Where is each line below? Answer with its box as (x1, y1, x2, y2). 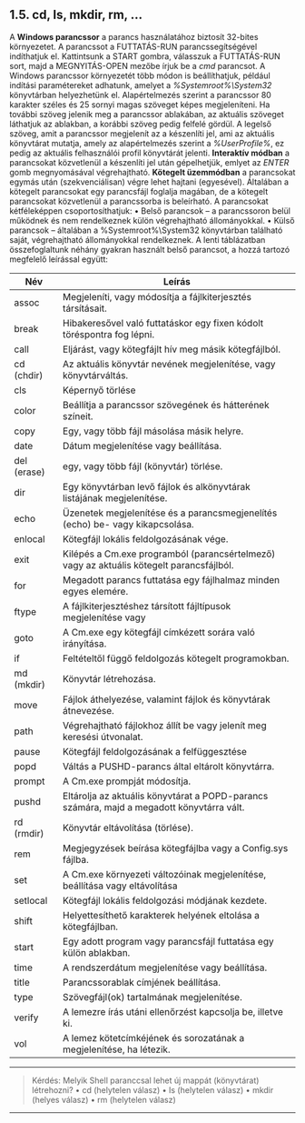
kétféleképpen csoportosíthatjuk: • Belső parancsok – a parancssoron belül (9, 205, 290, 216)
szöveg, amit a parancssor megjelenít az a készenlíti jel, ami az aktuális (9, 127, 275, 139)
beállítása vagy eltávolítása (62, 879, 178, 892)
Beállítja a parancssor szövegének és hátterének (62, 398, 270, 411)
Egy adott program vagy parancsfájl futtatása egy (62, 935, 274, 948)
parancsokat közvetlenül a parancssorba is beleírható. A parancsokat (9, 196, 270, 206)
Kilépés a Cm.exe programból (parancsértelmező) (62, 547, 276, 560)
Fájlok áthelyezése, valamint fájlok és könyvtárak (62, 693, 271, 706)
